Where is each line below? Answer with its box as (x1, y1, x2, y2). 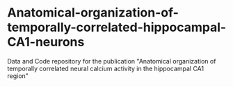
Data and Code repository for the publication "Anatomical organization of (7, 57, 216, 65)
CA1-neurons (7, 35, 85, 50)
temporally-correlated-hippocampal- (7, 19, 227, 35)
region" (7, 71, 29, 80)
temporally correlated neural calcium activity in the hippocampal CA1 (7, 64, 204, 72)
